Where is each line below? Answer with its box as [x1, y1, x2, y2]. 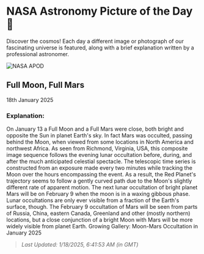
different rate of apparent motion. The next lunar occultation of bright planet [6, 184, 198, 191]
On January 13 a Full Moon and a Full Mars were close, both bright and [6, 125, 184, 132]
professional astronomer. [6, 50, 69, 57]
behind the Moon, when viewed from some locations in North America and [6, 139, 194, 146]
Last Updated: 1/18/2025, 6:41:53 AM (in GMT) [21, 241, 139, 249]
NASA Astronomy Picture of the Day [6, 4, 193, 18]
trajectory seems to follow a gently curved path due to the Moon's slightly [6, 177, 192, 184]
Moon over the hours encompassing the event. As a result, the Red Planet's [6, 171, 197, 178]
